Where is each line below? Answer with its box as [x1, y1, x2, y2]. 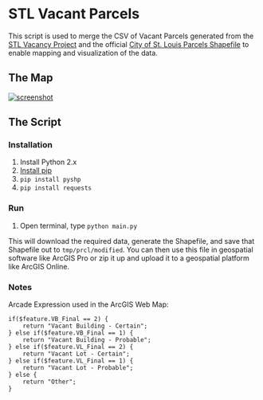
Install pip [19, 166, 52, 175]
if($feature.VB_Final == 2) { [8, 316, 109, 324]
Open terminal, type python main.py [19, 221, 138, 230]
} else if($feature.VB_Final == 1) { [8, 329, 134, 337]
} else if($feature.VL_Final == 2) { [8, 343, 134, 351]
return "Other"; [22, 378, 77, 386]
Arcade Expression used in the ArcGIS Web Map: [8, 300, 169, 309]
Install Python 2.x [19, 157, 77, 167]
